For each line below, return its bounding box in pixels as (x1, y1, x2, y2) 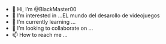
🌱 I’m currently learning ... (11, 18, 76, 25)
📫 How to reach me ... (11, 32, 68, 38)
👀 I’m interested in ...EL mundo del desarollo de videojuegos (11, 12, 160, 19)
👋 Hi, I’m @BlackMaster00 (11, 6, 77, 12)
